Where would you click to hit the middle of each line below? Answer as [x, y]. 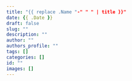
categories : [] [26, 57]
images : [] [20, 69]
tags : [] [17, 52]
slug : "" [17, 29]
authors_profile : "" [33, 46]
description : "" [27, 35]
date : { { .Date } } [30, 18]
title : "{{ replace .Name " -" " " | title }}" [66, 12]
